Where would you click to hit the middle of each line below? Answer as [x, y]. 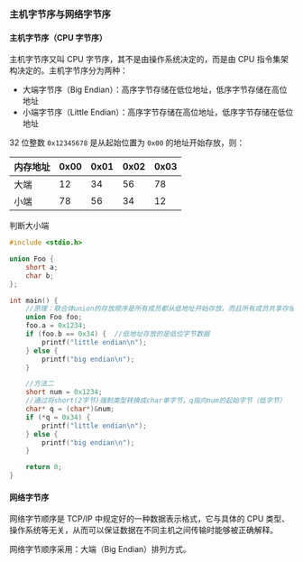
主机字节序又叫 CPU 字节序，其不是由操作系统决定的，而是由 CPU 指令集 [145, 60]
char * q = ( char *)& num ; [70, 409]
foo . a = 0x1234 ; [56, 326]
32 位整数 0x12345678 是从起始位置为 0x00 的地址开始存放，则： [127, 143]
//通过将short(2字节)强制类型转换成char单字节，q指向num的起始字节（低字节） [156, 401]
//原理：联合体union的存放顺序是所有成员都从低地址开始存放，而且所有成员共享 [154, 309]
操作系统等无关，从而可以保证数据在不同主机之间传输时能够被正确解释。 [143, 531]
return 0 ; [44, 467]
